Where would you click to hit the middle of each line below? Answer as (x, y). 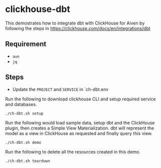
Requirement (26, 44)
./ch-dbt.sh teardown (28, 161)
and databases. (21, 104)
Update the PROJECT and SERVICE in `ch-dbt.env (60, 89)
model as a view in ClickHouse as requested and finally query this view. (79, 133)
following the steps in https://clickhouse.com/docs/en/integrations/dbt (78, 28)
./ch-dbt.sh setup (24, 113)
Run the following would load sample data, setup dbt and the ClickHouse (80, 122)
